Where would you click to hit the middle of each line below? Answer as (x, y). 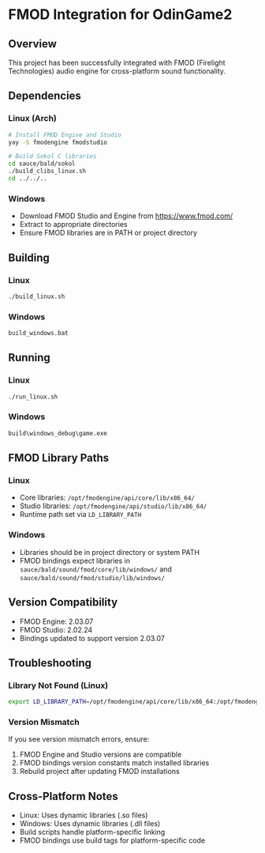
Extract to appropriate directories (73, 225)
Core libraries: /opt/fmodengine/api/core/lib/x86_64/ (107, 498)
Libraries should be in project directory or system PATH (109, 552)
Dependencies (45, 96)
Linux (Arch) (33, 119)
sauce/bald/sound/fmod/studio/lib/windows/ (92, 578)
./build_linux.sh (37, 296)
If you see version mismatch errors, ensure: (79, 739)
